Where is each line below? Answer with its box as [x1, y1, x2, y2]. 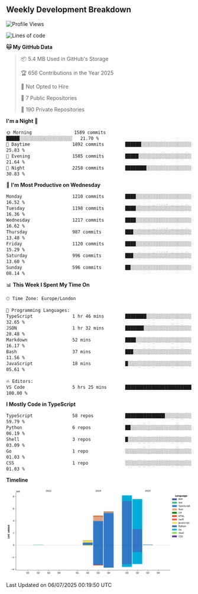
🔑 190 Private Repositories [20, 106, 85, 113]
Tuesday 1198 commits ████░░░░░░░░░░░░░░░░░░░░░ [6, 205, 192, 211]
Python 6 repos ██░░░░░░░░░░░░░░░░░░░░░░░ [6, 424, 192, 431]
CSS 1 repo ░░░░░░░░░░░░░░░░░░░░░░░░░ [6, 460, 192, 466]
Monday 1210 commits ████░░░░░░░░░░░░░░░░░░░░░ [6, 193, 192, 199]
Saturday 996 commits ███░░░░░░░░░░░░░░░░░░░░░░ [6, 253, 192, 259]
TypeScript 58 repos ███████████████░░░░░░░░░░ [6, 412, 192, 419]
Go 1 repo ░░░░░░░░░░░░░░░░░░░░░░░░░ [6, 448, 192, 454]
